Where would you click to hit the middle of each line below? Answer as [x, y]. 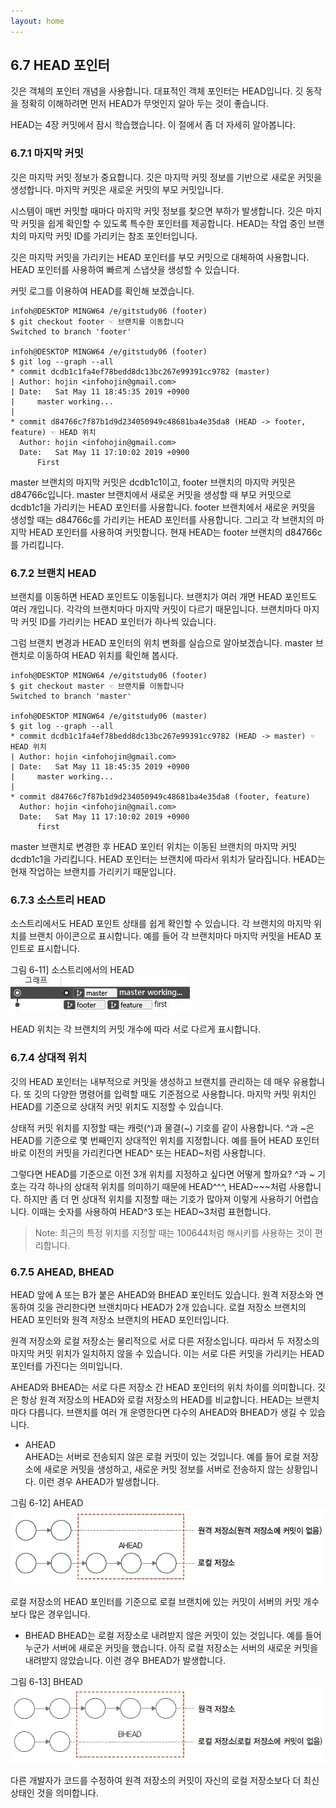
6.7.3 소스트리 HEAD [58, 900]
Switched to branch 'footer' [71, 331]
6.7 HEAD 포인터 [60, 65]
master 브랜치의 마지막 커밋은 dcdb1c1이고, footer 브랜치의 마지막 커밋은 [153, 482]
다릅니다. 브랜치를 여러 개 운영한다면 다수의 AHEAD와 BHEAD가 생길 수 [168, 1412]
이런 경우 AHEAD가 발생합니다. [99, 1481]
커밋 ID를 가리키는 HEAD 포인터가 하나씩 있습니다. [118, 622]
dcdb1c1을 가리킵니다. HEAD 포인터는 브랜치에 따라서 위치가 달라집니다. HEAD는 [168, 859]
